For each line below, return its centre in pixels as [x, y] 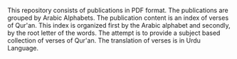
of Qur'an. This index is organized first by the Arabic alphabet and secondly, [119, 25]
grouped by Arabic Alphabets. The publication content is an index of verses [118, 18]
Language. [23, 48]
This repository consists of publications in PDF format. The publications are [118, 10]
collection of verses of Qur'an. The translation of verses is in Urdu [104, 41]
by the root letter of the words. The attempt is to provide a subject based [114, 33]
